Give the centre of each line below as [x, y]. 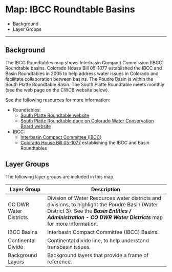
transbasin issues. [69, 247]
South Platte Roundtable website [55, 115]
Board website [36, 126]
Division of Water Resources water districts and [104, 198]
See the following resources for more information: [58, 100]
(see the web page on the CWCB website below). [57, 90]
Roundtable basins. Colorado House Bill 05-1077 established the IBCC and [84, 68]
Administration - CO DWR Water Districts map [105, 217]
